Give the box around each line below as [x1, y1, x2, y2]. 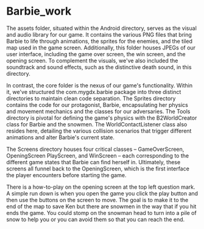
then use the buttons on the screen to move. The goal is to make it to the [6, 196, 189, 203]
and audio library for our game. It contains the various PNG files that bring [6, 31, 192, 38]
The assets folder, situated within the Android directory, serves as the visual [6, 24, 197, 32]
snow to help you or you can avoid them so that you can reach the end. [6, 216, 185, 223]
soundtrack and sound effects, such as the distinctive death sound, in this [6, 63, 192, 71]
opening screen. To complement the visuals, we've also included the [6, 57, 178, 64]
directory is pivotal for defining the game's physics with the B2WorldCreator [6, 114, 197, 122]
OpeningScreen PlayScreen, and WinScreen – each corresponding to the [6, 151, 189, 159]
